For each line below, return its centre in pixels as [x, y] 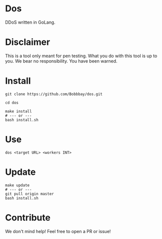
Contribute [28, 218]
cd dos [12, 102]
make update [17, 185]
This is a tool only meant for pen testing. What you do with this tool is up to [81, 56]
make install [19, 111]
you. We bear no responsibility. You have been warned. [61, 61]
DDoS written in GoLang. [30, 22]
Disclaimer [28, 42]
